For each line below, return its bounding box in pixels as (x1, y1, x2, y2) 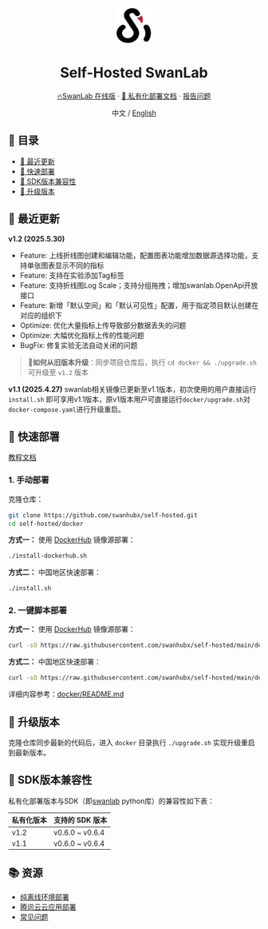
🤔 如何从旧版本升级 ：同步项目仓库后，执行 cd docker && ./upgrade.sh (27, 357, 257, 367)
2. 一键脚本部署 (8, 605, 68, 616)
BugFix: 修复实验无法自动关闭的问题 (19, 340, 138, 350)
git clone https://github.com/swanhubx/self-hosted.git (8, 511, 198, 519)
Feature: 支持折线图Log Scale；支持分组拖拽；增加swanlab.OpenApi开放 (19, 280, 258, 290)
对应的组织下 (19, 310, 62, 320)
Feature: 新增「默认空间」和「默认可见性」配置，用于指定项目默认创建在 (19, 300, 259, 310)
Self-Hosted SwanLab (59, 64, 209, 82)
